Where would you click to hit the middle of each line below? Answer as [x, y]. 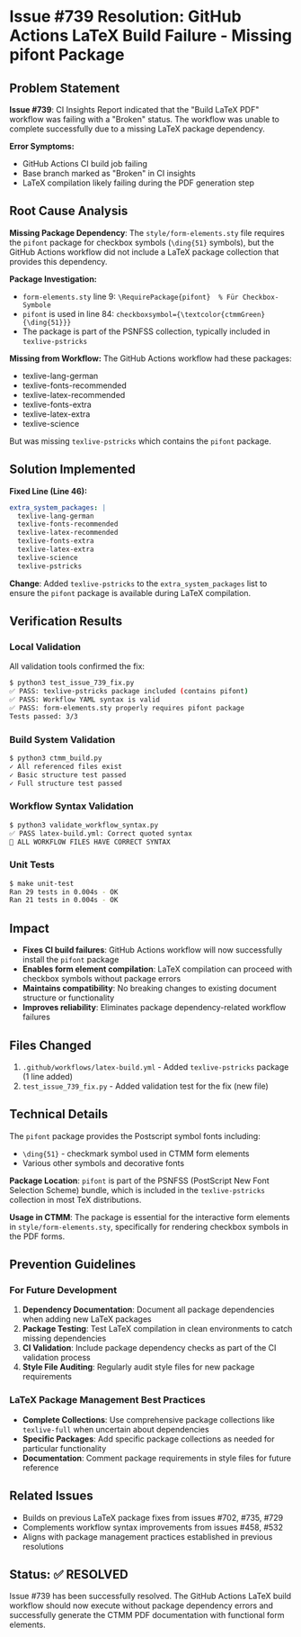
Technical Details [59, 1114]
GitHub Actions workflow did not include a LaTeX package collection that [144, 252]
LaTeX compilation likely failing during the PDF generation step [138, 183]
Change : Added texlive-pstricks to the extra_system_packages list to [138, 583]
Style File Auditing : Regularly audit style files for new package [138, 1367]
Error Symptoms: [42, 146]
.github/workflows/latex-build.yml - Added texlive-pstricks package [155, 1067]
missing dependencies [64, 1338]
